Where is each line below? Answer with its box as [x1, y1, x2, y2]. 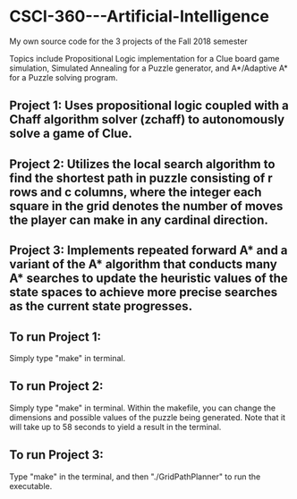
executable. [9, 480, 53, 491]
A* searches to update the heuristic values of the [9, 271, 288, 286]
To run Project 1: [9, 329, 101, 344]
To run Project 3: [9, 447, 105, 462]
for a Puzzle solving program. [9, 72, 118, 82]
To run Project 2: [9, 378, 104, 394]
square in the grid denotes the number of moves [9, 199, 284, 214]
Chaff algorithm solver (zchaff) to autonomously [9, 112, 284, 127]
